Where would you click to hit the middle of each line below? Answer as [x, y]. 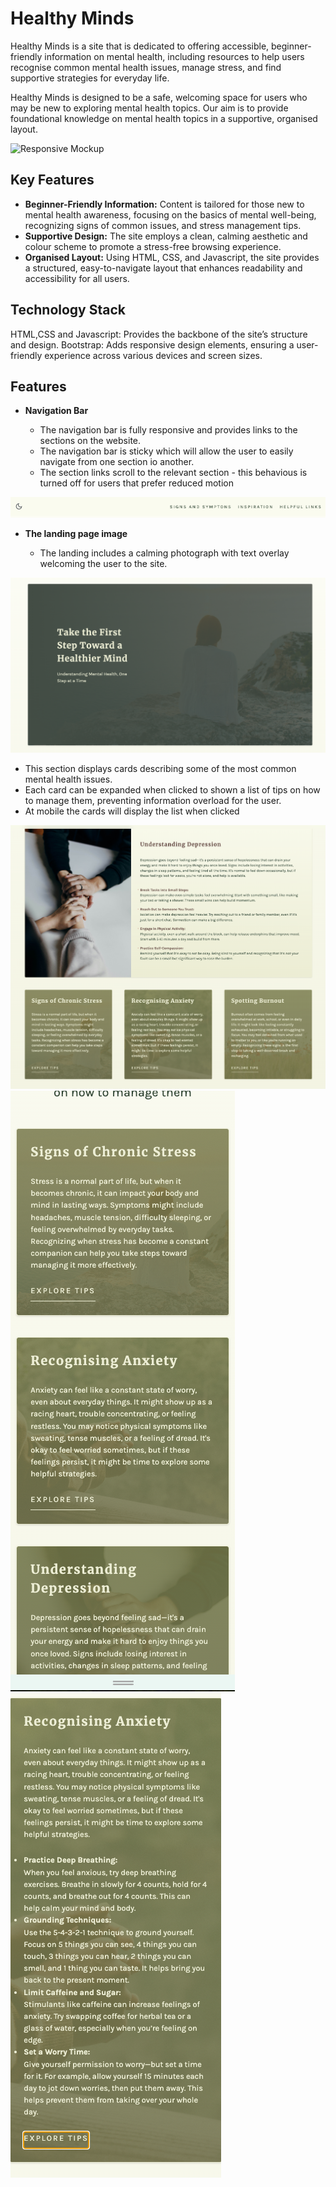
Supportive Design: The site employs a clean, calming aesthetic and [166, 236]
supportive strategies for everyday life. [90, 78]
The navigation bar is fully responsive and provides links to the [168, 430]
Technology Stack [68, 310]
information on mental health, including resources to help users [174, 56]
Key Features [52, 180]
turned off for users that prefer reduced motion [137, 483]
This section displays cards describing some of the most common [160, 769]
